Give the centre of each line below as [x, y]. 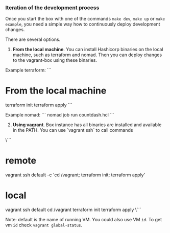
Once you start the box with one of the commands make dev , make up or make [85, 19]
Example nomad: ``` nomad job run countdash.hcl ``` [60, 115]
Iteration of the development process [52, 8]
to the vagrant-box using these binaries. [55, 60]
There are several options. [33, 39]
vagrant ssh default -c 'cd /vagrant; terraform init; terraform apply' [75, 175]
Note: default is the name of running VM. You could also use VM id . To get [84, 220]
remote [21, 161]
